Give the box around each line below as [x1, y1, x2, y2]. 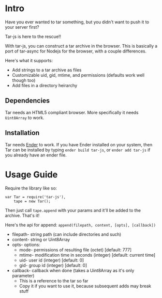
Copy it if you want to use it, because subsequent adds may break [19, 283, 151, 289]
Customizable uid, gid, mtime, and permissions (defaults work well [12, 72, 145, 78]
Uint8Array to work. [5, 115, 44, 121]
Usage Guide [5, 169, 58, 180]
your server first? [5, 24, 40, 30]
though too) [12, 77, 36, 83]
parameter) [12, 273, 35, 279]
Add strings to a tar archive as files [12, 67, 82, 73]
